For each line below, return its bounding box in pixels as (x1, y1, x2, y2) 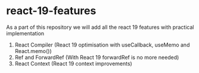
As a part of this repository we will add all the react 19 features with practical (6, 24, 194, 31)
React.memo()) (14, 47, 52, 54)
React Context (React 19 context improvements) (14, 60, 132, 67)
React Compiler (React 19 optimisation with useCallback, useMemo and (14, 41, 190, 48)
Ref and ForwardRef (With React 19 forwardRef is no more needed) (14, 54, 179, 61)
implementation (6, 29, 45, 36)
